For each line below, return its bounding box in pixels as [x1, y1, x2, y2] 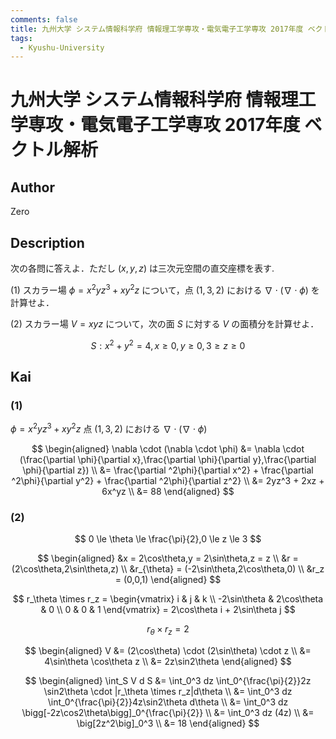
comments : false [10, 14, 78, 25]
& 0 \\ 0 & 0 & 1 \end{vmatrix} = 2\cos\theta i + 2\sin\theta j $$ [40, 604, 296, 616]
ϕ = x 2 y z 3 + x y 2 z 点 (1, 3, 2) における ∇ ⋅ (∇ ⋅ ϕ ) [10, 421, 208, 435]
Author [10, 179, 55, 196]
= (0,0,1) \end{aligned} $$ [114, 574, 222, 586]
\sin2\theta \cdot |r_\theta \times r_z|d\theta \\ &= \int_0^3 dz [43, 685, 293, 697]
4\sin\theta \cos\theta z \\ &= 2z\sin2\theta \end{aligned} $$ [44, 655, 292, 667]
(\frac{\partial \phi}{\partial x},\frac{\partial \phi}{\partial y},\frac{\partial [19, 453, 317, 465]
